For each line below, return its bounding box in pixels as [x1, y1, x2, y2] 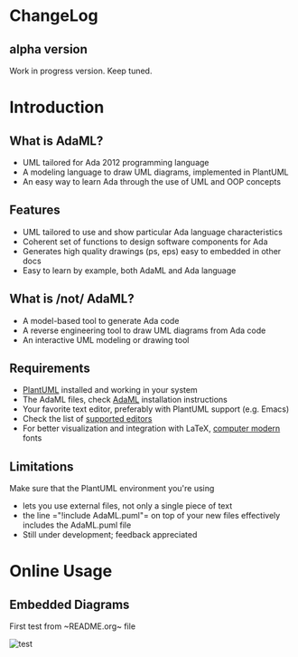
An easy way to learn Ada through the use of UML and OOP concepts [22, 176, 282, 186]
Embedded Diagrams [9, 596, 130, 612]
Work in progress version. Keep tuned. [9, 65, 153, 76]
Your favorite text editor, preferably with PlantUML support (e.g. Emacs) [22, 404, 290, 414]
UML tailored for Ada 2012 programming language [22, 157, 210, 167]
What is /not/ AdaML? [9, 291, 135, 307]
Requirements [9, 361, 90, 376]
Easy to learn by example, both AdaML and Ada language [22, 264, 237, 276]
